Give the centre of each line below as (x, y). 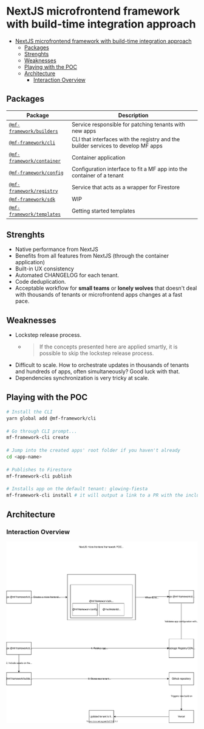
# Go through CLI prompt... (42, 431)
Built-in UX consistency (44, 269)
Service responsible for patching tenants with (128, 124)
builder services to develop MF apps (117, 146)
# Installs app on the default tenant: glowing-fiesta (77, 489)
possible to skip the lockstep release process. (97, 353)
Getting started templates (104, 211)
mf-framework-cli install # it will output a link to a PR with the (95, 495)
